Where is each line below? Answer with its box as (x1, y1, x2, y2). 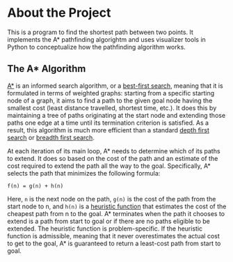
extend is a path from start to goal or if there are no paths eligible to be (7, 217, 210, 225)
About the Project (7, 5, 111, 21)
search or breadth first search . (7, 133, 95, 141)
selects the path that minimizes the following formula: (7, 169, 161, 177)
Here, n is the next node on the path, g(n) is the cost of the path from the (7, 194, 216, 203)
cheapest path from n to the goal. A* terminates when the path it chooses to (7, 209, 225, 217)
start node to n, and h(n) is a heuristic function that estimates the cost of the (7, 202, 227, 210)
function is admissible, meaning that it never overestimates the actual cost (7, 231, 220, 240)
